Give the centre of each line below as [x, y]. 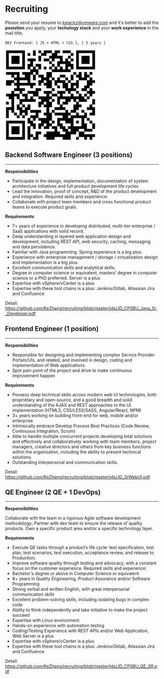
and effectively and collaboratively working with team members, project [84, 441]
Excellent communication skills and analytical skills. [64, 267]
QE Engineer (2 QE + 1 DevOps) [53, 492]
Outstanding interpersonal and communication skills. [65, 462]
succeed [21, 615]
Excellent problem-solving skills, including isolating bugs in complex [81, 600]
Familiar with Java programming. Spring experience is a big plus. [77, 252]
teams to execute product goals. [45, 207]
